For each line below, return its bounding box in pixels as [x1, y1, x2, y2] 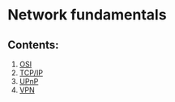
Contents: [7, 38, 59, 52]
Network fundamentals [7, 6, 167, 24]
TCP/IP [19, 68, 44, 78]
